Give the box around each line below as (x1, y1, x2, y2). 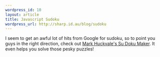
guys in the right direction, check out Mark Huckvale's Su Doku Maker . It (5, 41, 155, 47)
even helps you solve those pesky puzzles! (5, 46, 94, 52)
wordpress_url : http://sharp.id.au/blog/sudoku (5, 21, 107, 27)
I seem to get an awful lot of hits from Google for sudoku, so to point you (5, 35, 155, 41)
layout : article (5, 12, 39, 17)
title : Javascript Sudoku (5, 17, 59, 22)
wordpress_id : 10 (5, 7, 42, 13)
